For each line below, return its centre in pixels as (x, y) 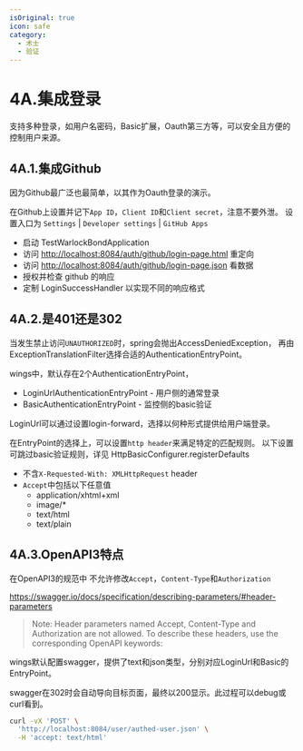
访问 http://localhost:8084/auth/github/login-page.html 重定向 (138, 253)
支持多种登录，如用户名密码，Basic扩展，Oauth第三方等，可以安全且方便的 (150, 126)
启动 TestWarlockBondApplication (86, 242)
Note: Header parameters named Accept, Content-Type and (144, 624)
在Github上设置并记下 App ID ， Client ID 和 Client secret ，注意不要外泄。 (147, 212)
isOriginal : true (42, 18)
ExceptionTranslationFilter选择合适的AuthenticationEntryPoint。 (128, 354)
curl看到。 (29, 704)
